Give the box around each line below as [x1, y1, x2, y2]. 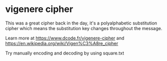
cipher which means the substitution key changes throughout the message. [5, 25, 162, 31]
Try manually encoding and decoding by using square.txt [5, 50, 124, 56]
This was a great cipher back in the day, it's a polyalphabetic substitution [5, 20, 157, 26]
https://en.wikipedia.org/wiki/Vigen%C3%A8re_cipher [5, 40, 118, 46]
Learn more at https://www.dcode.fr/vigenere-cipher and [5, 35, 125, 41]
